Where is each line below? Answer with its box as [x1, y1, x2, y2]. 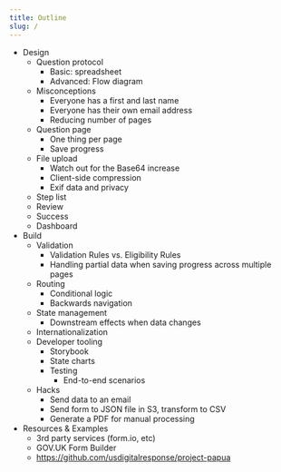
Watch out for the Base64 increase [49, 162, 180, 173]
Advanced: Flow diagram [49, 75, 143, 86]
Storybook [49, 346, 89, 357]
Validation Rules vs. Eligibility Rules [49, 249, 181, 260]
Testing [49, 365, 78, 376]
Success [35, 211, 69, 221]
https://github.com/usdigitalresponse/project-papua [35, 451, 231, 463]
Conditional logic [49, 288, 113, 299]
